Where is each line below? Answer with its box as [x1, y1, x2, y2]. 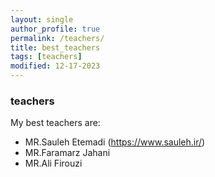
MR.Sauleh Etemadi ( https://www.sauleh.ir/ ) [24, 136, 206, 148]
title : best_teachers [10, 42, 101, 53]
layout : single [10, 14, 74, 25]
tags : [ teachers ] [10, 52, 83, 62]
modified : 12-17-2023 [10, 61, 101, 71]
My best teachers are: [10, 117, 101, 129]
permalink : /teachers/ [10, 33, 105, 43]
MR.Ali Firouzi [24, 157, 83, 170]
